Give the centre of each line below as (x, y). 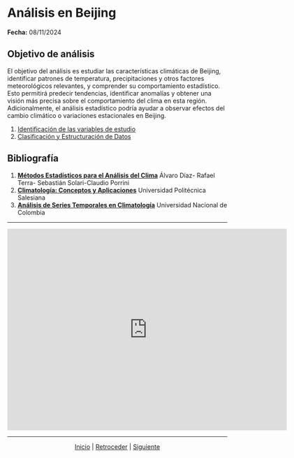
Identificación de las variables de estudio (76, 129)
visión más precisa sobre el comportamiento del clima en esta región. (107, 101)
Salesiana (31, 198)
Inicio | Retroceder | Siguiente (117, 446)
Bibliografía (33, 158)
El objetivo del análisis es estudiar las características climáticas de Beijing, (114, 71)
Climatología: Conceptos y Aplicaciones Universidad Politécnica (111, 190)
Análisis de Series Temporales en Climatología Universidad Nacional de (122, 205)
